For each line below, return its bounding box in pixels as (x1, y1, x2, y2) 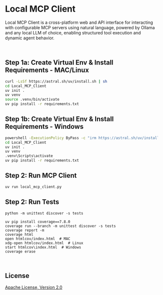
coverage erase (5, 249, 36, 254)
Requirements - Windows (5, 122, 84, 131)
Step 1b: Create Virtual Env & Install (5, 115, 114, 123)
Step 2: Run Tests (5, 198, 60, 206)
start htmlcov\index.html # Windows (5, 244, 81, 250)
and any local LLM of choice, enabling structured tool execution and (5, 30, 141, 35)
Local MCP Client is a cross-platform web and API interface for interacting (5, 19, 153, 25)
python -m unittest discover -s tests (5, 210, 83, 216)
